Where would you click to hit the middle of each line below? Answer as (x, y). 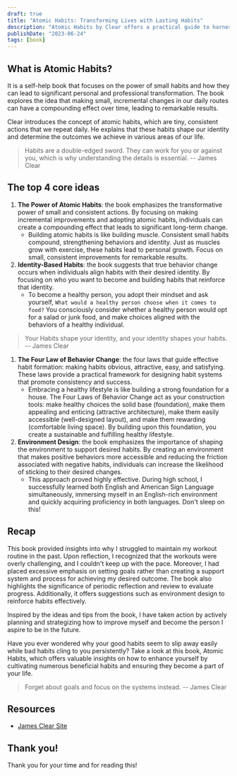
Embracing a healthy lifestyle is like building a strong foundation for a (128, 389)
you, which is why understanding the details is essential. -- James (121, 158)
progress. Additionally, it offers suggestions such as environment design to (116, 593)
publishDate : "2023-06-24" (47, 34)
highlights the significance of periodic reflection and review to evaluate (110, 586)
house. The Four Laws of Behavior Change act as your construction (126, 396)
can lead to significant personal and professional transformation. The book (116, 93)
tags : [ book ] (26, 40)
